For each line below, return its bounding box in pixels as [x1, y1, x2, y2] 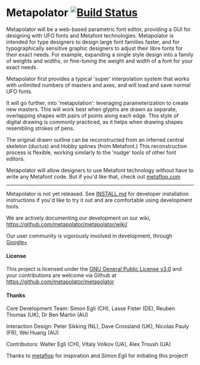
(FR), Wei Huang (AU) [6, 329, 60, 336]
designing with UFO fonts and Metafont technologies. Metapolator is [6, 32, 174, 39]
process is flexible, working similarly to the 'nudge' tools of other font [6, 149, 177, 156]
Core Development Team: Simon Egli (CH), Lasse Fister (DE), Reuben [6, 305, 176, 312]
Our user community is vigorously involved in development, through [6, 232, 173, 239]
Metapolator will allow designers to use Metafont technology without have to [6, 167, 194, 174]
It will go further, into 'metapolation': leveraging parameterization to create [6, 99, 189, 107]
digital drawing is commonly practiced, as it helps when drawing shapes [6, 118, 183, 125]
